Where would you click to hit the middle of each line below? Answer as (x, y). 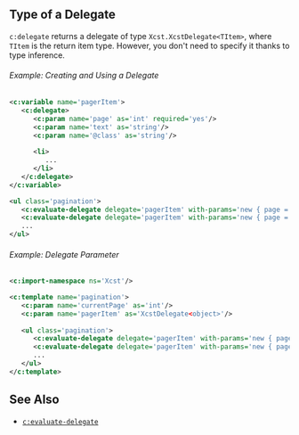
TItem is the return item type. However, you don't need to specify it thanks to (149, 45)
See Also (34, 400)
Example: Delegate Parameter (65, 254)
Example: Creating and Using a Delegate (84, 76)
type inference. (37, 55)
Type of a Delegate (62, 15)
